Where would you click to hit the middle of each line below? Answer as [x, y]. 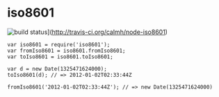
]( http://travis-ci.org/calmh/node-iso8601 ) [108, 32]
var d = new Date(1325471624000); [57, 69]
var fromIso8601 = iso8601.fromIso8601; [67, 51]
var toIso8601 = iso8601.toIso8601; [60, 57]
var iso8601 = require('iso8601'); [59, 44]
